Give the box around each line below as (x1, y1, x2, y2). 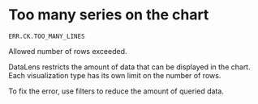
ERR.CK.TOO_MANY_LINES (8, 32, 85, 40)
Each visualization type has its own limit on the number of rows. (8, 70, 221, 80)
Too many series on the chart (8, 6, 209, 24)
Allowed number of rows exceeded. (8, 46, 127, 56)
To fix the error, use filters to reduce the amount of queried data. (8, 86, 225, 96)
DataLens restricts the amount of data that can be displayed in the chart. (8, 62, 251, 72)
